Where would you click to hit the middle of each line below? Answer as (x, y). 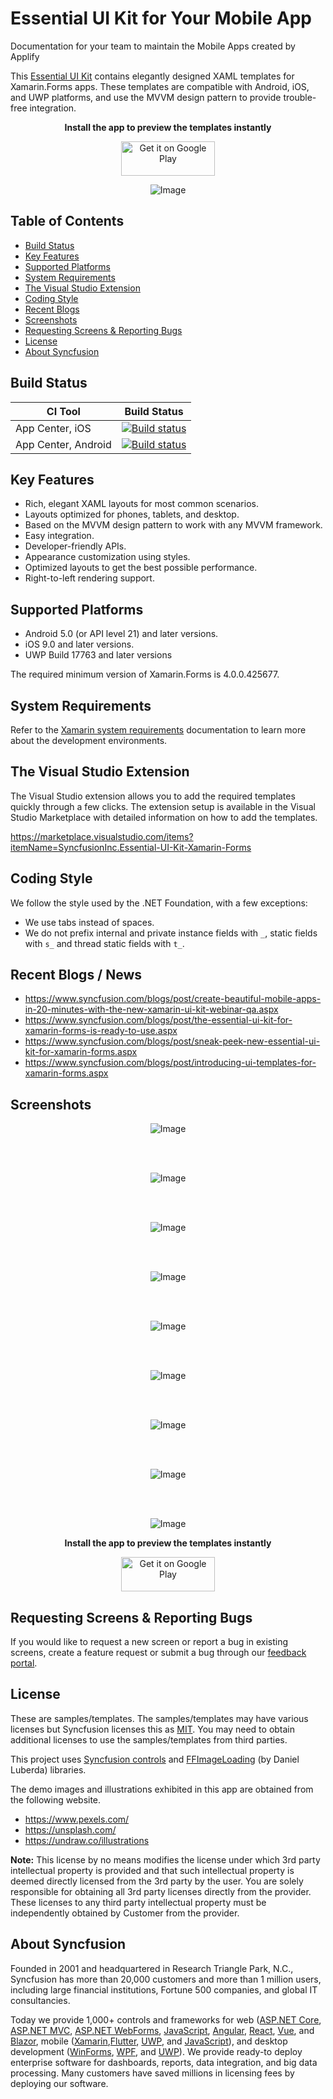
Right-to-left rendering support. (89, 578)
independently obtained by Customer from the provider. (125, 1913)
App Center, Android (63, 444)
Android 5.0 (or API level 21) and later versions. (121, 634)
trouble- (300, 97)
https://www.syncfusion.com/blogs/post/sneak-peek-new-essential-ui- (172, 1041)
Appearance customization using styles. (107, 557)
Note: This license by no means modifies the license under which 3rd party (165, 1859)
